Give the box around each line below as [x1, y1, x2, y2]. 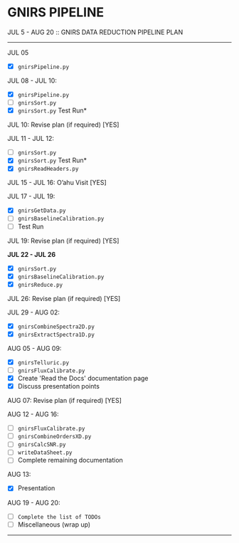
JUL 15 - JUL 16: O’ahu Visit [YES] [7, 179, 107, 187]
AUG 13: [7, 470, 31, 479]
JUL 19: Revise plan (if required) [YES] [7, 236, 119, 245]
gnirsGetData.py [17, 207, 66, 214]
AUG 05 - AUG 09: [7, 344, 62, 352]
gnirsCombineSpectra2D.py [17, 323, 95, 330]
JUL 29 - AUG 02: [7, 307, 60, 317]
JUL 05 [7, 48, 29, 57]
